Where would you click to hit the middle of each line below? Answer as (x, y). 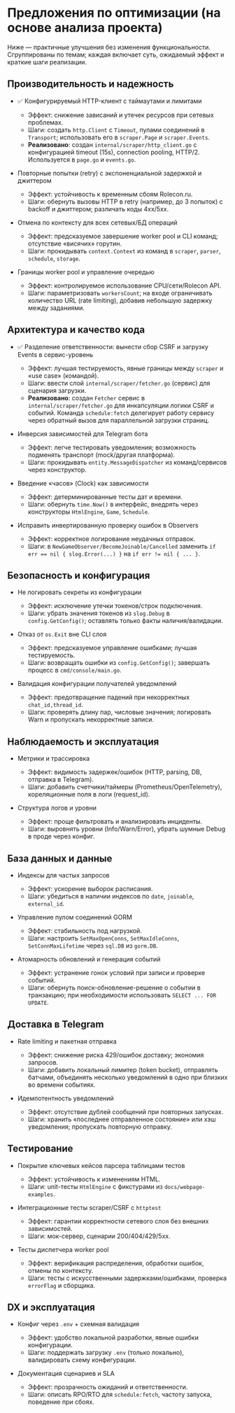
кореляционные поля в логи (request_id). (89, 794)
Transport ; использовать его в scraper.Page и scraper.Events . (119, 137)
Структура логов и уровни (57, 808)
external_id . (46, 904)
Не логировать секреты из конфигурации (79, 592)
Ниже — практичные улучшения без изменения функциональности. (109, 47)
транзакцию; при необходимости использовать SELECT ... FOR (122, 995)
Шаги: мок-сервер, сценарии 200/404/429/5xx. (99, 1236)
